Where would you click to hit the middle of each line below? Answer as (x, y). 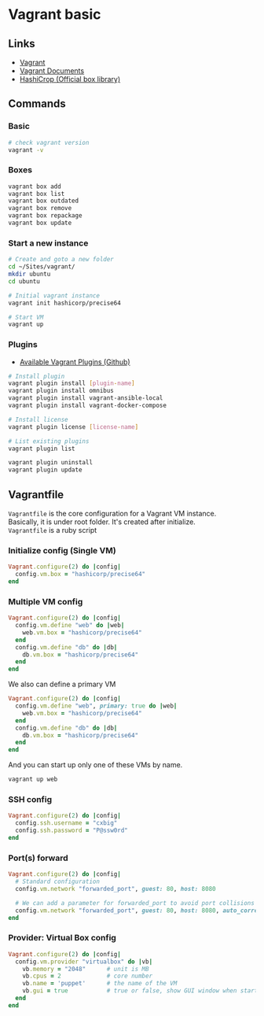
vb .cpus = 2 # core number (88, 976)
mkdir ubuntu (29, 274)
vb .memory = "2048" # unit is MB (86, 969)
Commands (37, 104)
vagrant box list (37, 194)
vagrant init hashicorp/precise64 (65, 303)
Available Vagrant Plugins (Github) (75, 362)
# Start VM (26, 317)
